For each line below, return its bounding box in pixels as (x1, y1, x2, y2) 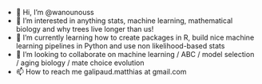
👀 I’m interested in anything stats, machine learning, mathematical (15, 16, 233, 25)
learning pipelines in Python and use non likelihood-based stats (15, 41, 225, 51)
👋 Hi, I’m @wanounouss (15, 8, 94, 17)
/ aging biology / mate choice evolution (15, 58, 145, 67)
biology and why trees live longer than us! (15, 25, 154, 33)
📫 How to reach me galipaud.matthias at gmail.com (15, 67, 187, 76)
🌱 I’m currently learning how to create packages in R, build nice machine (15, 32, 255, 42)
